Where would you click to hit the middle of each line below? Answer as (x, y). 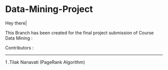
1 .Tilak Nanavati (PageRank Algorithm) (45, 62)
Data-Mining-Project (49, 9)
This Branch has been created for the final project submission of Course (79, 32)
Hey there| (16, 23)
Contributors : (19, 47)
